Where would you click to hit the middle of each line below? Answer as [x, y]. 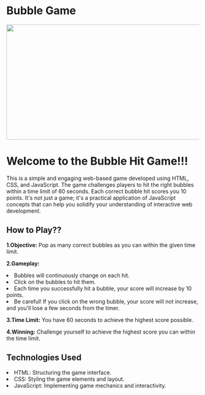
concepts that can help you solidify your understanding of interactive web [99, 204]
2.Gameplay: [23, 263]
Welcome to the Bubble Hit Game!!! [97, 161]
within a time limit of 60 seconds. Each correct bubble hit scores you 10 [96, 191]
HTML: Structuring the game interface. [63, 372]
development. [24, 211]
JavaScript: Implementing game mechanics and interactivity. [90, 385]
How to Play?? [34, 230]
